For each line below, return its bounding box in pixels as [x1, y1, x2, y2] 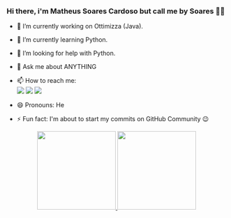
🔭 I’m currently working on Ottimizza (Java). [16, 22, 144, 31]
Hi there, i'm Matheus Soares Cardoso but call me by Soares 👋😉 [6, 6, 225, 16]
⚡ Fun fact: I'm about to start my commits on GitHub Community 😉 [16, 115, 209, 123]
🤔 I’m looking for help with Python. [16, 49, 116, 58]
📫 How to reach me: [16, 77, 77, 85]
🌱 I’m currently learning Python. [16, 36, 108, 44]
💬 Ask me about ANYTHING [16, 63, 97, 71]
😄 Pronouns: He [16, 101, 64, 109]
